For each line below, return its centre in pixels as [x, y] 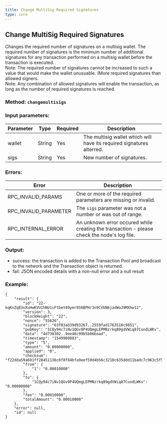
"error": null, [30, 408]
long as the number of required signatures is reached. [60, 89]
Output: [15, 250]
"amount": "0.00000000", [49, 347]
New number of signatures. [115, 157]
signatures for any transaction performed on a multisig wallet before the [79, 57]
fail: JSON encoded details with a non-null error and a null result [78, 271]
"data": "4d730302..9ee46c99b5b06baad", [65, 334]
